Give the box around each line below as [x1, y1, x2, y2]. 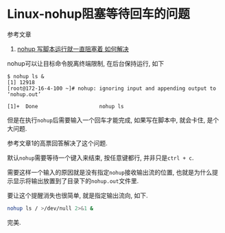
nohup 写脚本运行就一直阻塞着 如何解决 [16, 45, 129, 53]
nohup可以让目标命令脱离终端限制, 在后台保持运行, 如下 [7, 59, 165, 67]
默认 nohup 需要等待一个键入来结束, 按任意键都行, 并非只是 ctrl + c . [7, 154, 194, 162]
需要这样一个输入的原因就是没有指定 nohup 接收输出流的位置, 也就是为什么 [7, 168, 213, 176]
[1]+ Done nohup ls [7, 103, 125, 110]
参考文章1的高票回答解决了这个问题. [7, 138, 108, 147]
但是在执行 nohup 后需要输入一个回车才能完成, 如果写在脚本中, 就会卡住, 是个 [7, 116, 220, 124]
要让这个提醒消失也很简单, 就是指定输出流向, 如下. [7, 191, 148, 199]
